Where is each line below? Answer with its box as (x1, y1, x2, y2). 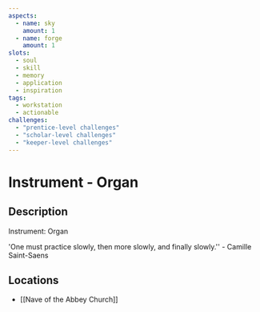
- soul (15, 57, 38, 65)
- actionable (15, 109, 59, 117)
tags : (8, 94, 26, 102)
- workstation (15, 101, 62, 109)
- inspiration (15, 86, 62, 95)
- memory (15, 71, 45, 79)
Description (8, 205, 68, 219)
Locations (8, 274, 59, 287)
